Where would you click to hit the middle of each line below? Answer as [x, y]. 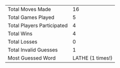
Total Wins [20, 33]
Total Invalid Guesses [33, 50]
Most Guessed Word [32, 58]
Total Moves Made [29, 9]
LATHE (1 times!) [92, 58]
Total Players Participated [38, 25]
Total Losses [22, 42]
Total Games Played [31, 17]
